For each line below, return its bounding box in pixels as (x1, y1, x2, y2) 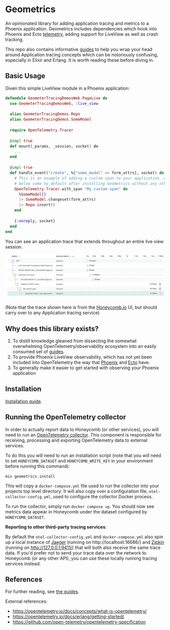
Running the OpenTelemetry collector (5, 413, 126, 421)
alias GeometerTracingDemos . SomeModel (10, 117, 92, 122)
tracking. (5, 36, 24, 43)
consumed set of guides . (12, 348, 65, 355)
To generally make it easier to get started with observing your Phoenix (12, 365, 159, 371)
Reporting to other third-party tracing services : (5, 524, 107, 530)
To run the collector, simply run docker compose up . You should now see (5, 503, 154, 509)
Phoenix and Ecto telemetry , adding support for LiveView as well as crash (5, 31, 158, 37)
